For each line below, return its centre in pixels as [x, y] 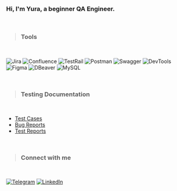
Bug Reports [30, 124]
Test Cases [28, 118]
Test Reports [30, 131]
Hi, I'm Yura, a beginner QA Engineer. [61, 9]
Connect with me [46, 157]
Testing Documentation [55, 94]
